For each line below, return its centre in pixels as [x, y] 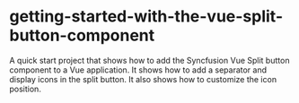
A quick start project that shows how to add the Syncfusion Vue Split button [149, 60]
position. [26, 89]
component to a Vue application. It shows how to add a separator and [138, 70]
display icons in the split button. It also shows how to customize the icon [143, 79]
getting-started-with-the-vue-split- [146, 17]
